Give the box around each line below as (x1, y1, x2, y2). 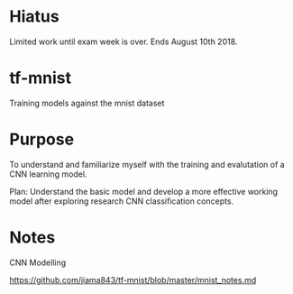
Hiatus (9, 6, 60, 27)
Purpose (9, 129, 75, 150)
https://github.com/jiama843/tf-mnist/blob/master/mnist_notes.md (9, 274, 257, 285)
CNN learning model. (9, 169, 87, 179)
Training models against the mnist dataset (9, 97, 165, 108)
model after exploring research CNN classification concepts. (9, 196, 234, 207)
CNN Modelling (9, 257, 67, 268)
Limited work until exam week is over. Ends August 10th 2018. (9, 36, 238, 47)
